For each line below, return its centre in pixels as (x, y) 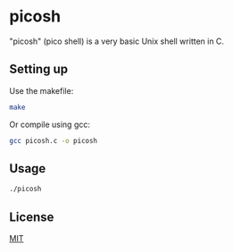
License (32, 217)
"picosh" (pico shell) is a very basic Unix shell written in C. (117, 41)
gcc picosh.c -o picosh (54, 140)
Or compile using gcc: (50, 124)
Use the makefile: (42, 90)
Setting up (39, 69)
